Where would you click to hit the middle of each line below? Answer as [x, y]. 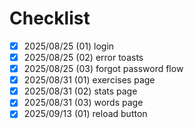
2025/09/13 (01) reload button [85, 114]
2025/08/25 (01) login [69, 46]
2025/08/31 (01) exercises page [89, 80]
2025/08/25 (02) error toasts [83, 57]
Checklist [50, 18]
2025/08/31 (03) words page [83, 103]
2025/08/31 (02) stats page [80, 91]
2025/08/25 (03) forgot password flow [103, 69]
